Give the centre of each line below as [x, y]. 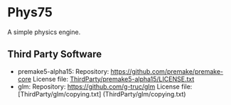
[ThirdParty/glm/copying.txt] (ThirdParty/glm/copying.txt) [102, 94]
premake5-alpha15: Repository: [63, 71]
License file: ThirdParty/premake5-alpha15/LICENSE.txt [114, 79]
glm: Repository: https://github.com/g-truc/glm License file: [105, 87]
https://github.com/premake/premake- [167, 71]
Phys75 [30, 12]
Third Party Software [55, 54]
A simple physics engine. [44, 32]
